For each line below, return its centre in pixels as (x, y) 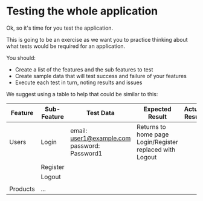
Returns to (151, 127)
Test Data (101, 113)
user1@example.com (101, 138)
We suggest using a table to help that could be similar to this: (82, 94)
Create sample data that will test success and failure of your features (101, 76)
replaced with (156, 150)
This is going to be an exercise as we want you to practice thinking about (97, 39)
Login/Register (157, 142)
